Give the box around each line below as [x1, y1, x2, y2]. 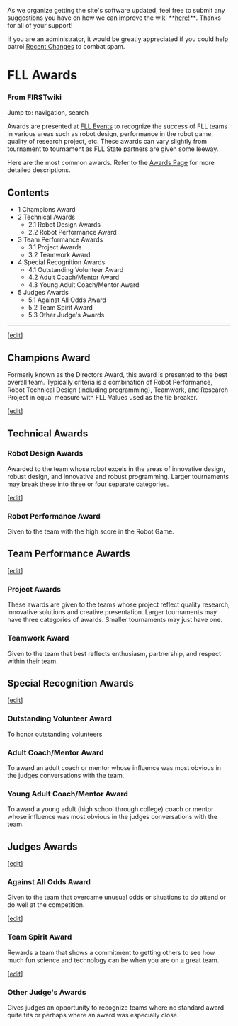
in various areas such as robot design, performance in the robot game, [7, 130, 214, 138]
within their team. [7, 657, 58, 665]
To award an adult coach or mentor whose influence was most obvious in [7, 763, 222, 772]
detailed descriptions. [7, 166, 71, 174]
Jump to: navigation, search [7, 108, 89, 117]
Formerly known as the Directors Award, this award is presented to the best [7, 371, 228, 379]
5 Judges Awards [17, 288, 69, 297]
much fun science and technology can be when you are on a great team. [7, 956, 220, 964]
